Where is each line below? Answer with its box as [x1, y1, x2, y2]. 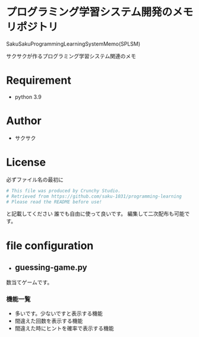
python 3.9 [14, 93, 42, 100]
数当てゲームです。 [6, 279, 53, 286]
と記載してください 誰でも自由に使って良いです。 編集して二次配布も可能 [6, 210, 185, 217]
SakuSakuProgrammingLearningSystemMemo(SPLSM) [6, 40, 141, 47]
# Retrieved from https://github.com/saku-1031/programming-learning [6, 193, 182, 199]
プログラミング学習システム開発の [6, 5, 173, 19]
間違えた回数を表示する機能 [14, 317, 83, 324]
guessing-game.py [14, 262, 87, 272]
